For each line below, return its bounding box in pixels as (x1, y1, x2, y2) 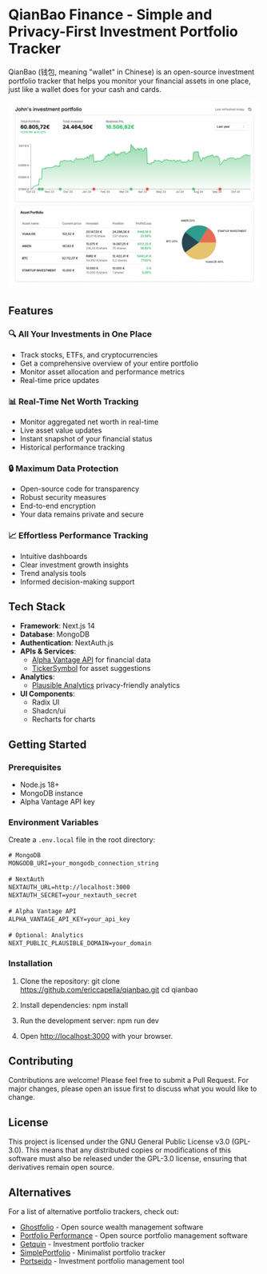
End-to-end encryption (19, 501, 96, 511)
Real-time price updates (19, 375, 100, 385)
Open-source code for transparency (19, 484, 140, 493)
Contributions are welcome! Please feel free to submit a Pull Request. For (8, 1076, 249, 1085)
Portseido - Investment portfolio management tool (19, 1256, 185, 1266)
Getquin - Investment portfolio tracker (19, 1240, 145, 1249)
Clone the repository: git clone (19, 976, 120, 985)
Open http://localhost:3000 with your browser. (19, 1031, 173, 1040)
